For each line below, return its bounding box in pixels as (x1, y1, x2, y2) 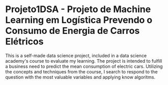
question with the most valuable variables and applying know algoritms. (5, 74, 156, 80)
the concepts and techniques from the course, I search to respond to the (5, 68, 158, 74)
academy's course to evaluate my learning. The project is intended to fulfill (5, 58, 162, 64)
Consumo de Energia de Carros (5, 25, 140, 36)
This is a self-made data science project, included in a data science (5, 52, 147, 59)
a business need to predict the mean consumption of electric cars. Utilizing (5, 63, 163, 69)
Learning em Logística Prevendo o (5, 14, 153, 26)
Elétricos (5, 36, 44, 48)
